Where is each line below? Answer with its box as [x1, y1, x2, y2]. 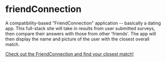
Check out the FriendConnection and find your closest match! [5, 51, 134, 57]
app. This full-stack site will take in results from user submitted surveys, [5, 25, 155, 31]
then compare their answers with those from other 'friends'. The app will [5, 30, 156, 36]
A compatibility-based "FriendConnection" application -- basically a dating [5, 20, 161, 26]
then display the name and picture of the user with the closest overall [5, 36, 150, 42]
